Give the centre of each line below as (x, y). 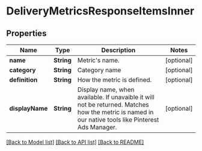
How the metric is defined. (115, 80)
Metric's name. (99, 60)
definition (23, 80)
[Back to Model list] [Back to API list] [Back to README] (75, 142)
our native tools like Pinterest (118, 120)
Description (118, 50)
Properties (26, 33)
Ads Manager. (97, 127)
